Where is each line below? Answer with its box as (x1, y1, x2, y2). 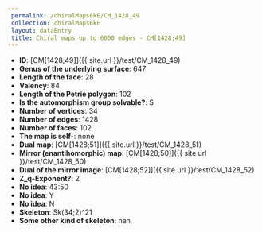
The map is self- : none (18, 132, 95, 141)
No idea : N (18, 199, 55, 209)
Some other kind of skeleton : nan (18, 216, 131, 226)
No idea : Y (18, 191, 55, 200)
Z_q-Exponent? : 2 (18, 174, 80, 184)
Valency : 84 (18, 81, 61, 91)
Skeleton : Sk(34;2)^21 (18, 207, 92, 217)
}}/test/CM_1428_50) (18, 157, 87, 167)
